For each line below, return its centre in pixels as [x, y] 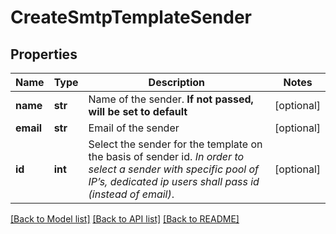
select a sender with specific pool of [174, 169]
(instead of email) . [131, 194]
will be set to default [138, 111]
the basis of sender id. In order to [166, 156]
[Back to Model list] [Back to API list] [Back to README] [125, 219]
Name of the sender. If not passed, [171, 99]
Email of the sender [134, 128]
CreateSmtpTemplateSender [131, 17]
